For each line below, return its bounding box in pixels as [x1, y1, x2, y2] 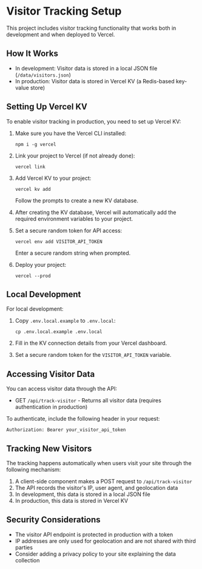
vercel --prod [15, 272, 51, 279]
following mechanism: [6, 466, 61, 473]
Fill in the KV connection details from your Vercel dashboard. [15, 339, 167, 347]
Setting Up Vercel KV [6, 102, 88, 112]
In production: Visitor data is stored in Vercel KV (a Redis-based [15, 77, 175, 84]
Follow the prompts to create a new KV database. [15, 196, 138, 204]
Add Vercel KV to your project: [15, 174, 92, 182]
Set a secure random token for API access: [15, 227, 123, 234]
